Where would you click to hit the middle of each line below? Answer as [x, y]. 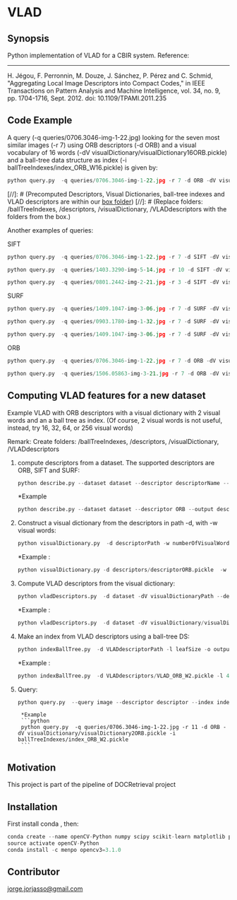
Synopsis [28, 39]
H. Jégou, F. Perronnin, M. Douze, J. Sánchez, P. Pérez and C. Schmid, [110, 76]
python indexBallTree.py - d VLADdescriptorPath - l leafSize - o [114, 649]
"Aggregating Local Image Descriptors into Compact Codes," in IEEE [107, 83]
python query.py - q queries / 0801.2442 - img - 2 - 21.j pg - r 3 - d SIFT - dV [113, 282]
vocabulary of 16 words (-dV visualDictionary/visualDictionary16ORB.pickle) [117, 152]
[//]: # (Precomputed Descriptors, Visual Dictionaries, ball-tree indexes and [116, 194]
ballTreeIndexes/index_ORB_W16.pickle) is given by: [83, 168]
